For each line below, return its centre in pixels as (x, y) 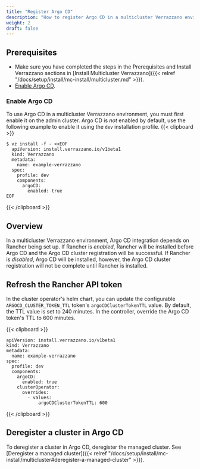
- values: (40, 397)
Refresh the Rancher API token (64, 285)
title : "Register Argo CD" (40, 12)
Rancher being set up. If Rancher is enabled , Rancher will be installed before (100, 247)
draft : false (22, 28)
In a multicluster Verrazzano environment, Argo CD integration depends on (98, 240)
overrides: (35, 392)
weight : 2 (18, 23)
